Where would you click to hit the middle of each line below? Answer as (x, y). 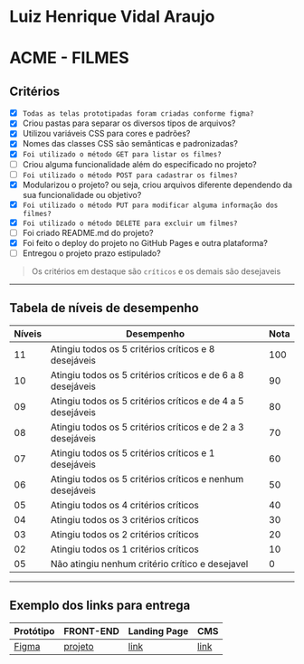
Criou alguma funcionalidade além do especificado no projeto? (139, 164)
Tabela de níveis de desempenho (104, 308)
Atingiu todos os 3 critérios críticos (124, 519)
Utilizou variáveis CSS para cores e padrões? (106, 134)
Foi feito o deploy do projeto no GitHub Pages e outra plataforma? (145, 242)
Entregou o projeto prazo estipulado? (91, 253)
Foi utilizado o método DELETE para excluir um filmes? (130, 223)
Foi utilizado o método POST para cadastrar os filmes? (130, 175)
